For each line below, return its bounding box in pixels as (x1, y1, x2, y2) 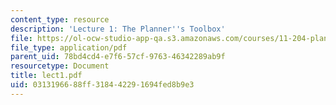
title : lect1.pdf (10, 71, 83, 81)
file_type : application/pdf (10, 42, 128, 53)
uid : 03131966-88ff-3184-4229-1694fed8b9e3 (10, 80, 195, 90)
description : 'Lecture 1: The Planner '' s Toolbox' (10, 24, 226, 34)
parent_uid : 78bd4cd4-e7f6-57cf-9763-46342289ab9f (10, 52, 226, 62)
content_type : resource (10, 14, 110, 25)
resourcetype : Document (10, 61, 110, 71)
